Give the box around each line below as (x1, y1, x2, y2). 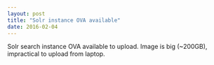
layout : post (7, 10, 46, 17)
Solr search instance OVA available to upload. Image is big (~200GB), (7, 43, 208, 51)
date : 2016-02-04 (7, 23, 58, 30)
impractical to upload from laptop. (7, 50, 105, 58)
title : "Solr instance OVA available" (7, 17, 121, 24)
